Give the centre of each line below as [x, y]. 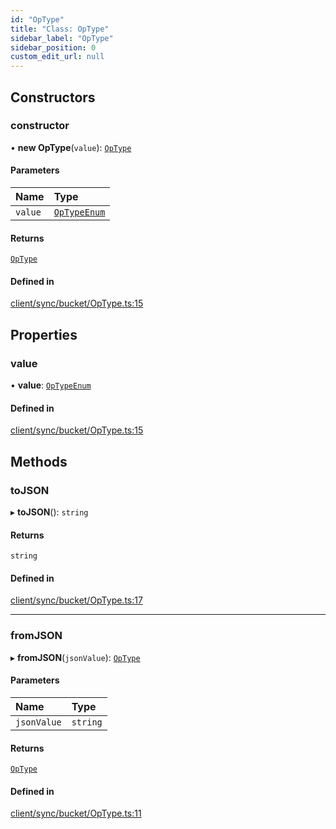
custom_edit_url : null [57, 57]
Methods [39, 461]
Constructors [53, 97]
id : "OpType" [37, 19]
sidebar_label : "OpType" [62, 38]
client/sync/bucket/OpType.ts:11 [76, 813]
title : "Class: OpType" [60, 29]
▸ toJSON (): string [49, 512]
